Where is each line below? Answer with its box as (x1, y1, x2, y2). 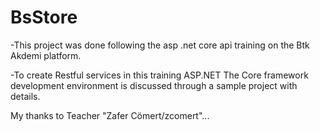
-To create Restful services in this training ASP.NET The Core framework (10, 69, 309, 81)
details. (10, 90, 41, 102)
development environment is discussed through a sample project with (10, 79, 298, 91)
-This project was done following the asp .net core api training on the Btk (10, 39, 310, 51)
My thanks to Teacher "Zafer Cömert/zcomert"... (10, 109, 210, 121)
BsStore (10, 6, 78, 29)
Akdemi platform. (10, 49, 82, 61)
